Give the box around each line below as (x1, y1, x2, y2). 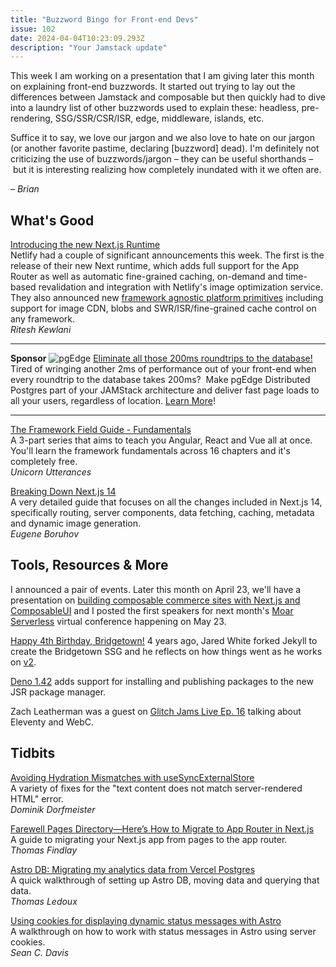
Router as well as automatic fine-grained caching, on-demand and (10, 271, 284, 283)
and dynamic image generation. (10, 517, 142, 530)
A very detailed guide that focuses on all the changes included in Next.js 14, (10, 496, 323, 508)
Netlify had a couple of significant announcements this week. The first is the (10, 249, 325, 261)
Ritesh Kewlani (10, 324, 72, 336)
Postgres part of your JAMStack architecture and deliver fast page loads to (10, 384, 320, 396)
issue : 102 (10, 24, 56, 34)
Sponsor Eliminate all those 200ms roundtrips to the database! (10, 352, 313, 365)
